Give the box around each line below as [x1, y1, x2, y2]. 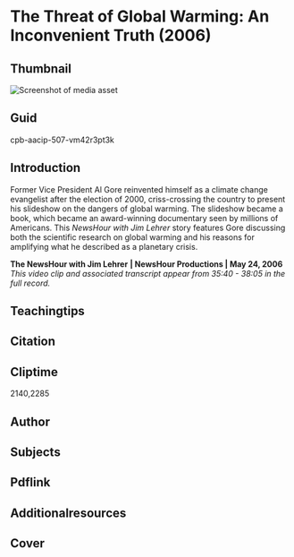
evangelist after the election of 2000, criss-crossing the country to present [10, 193, 286, 204]
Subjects [10, 445, 61, 459]
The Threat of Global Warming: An [10, 6, 270, 27]
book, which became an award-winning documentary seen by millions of [10, 212, 279, 223]
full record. [10, 278, 51, 288]
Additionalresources [10, 505, 127, 520]
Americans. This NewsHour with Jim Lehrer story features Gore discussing [10, 222, 286, 233]
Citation [10, 334, 56, 349]
